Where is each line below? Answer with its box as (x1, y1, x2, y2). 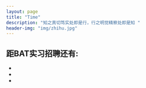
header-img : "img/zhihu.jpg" (6, 25, 78, 31)
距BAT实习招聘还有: (6, 48, 78, 58)
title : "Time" (6, 14, 41, 20)
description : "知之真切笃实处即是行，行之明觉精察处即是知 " (6, 19, 141, 25)
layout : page (6, 8, 38, 15)
